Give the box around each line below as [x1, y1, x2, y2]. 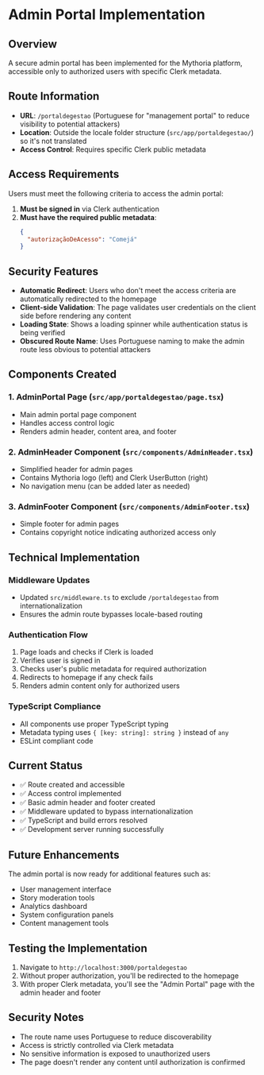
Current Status [8, 759, 83, 772]
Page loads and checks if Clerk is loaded [19, 648, 154, 657]
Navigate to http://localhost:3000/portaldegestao [19, 963, 188, 973]
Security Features [8, 265, 99, 278]
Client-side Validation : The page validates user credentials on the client [19, 303, 256, 312]
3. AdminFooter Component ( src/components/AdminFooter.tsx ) [8, 501, 250, 512]
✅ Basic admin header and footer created [19, 798, 156, 807]
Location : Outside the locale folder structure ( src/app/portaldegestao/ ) [19, 127, 254, 137]
